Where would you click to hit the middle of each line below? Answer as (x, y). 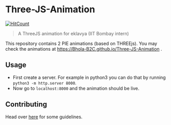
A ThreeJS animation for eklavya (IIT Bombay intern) (73, 33)
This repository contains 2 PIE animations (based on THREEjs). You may (81, 43)
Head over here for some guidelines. (44, 117)
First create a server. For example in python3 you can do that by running (89, 77)
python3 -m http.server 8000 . (45, 82)
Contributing (26, 104)
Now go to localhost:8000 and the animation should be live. (76, 88)
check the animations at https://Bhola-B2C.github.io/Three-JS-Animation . (84, 49)
